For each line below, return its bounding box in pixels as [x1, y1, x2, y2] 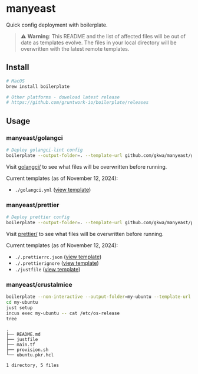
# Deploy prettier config [6, 214, 70, 220]
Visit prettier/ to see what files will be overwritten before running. [6, 230, 164, 237]
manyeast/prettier [6, 201, 60, 209]
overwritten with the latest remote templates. [20, 45, 130, 52]
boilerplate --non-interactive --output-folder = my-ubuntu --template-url [6, 294, 192, 300]
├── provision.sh [6, 347, 49, 353]
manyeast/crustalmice [6, 280, 72, 288]
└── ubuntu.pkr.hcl [6, 352, 54, 358]
